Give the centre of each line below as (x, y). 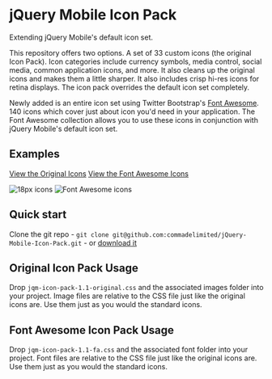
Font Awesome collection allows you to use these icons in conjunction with (134, 120)
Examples (34, 154)
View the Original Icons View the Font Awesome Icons (99, 173)
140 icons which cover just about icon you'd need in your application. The (132, 112)
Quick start (38, 215)
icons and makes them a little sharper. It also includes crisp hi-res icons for (134, 78)
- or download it (110, 242)
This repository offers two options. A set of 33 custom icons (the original (130, 53)
